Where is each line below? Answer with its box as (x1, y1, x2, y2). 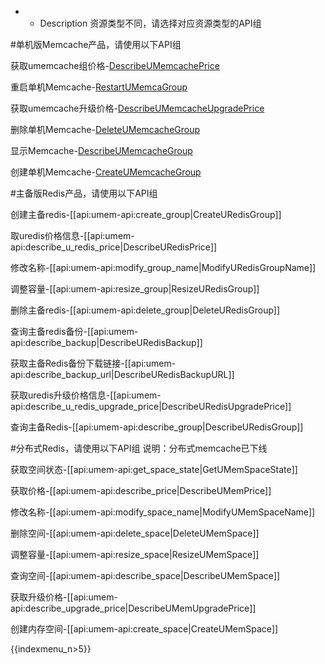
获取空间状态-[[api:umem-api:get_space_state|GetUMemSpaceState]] (10, 464, 298, 475)
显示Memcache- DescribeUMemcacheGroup (10, 145, 193, 156)
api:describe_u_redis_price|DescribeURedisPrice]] (10, 241, 218, 253)
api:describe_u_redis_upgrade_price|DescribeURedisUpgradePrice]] (10, 401, 292, 412)
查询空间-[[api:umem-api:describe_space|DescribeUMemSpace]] (10, 570, 281, 581)
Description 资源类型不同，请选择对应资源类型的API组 (39, 17, 262, 29)
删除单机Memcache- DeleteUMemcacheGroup (10, 124, 201, 135)
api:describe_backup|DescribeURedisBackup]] (10, 337, 203, 348)
